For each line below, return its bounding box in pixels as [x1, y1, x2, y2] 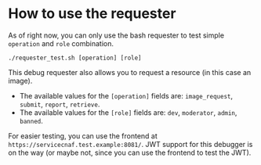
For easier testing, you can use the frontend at [8, 131, 158, 141]
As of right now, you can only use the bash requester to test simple [8, 30, 225, 40]
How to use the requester [8, 5, 176, 23]
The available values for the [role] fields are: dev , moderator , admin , [19, 107, 237, 117]
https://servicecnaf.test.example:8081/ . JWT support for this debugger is [8, 139, 253, 149]
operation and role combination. [8, 38, 114, 48]
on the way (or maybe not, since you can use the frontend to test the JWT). [8, 148, 252, 157]
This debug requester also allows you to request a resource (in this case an [8, 67, 252, 77]
